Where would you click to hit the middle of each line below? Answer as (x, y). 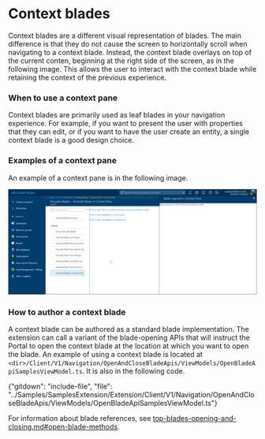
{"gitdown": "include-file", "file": (60, 386)
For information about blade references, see (80, 419)
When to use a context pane (63, 98)
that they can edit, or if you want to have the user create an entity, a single (129, 132)
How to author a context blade (67, 312)
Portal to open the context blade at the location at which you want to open (129, 346)
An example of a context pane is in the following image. (98, 177)
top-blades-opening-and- (194, 419)
